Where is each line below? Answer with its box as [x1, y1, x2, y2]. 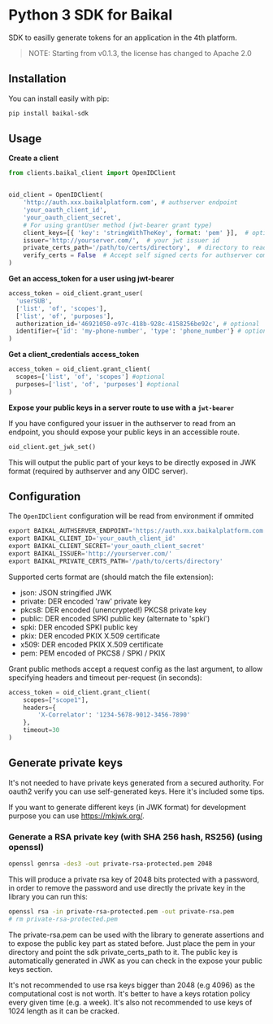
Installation [8, 72, 67, 86]
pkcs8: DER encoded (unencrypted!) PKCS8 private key [19, 604, 207, 615]
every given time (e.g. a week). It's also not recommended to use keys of [8, 997, 253, 1007]
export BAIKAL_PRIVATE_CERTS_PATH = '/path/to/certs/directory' [8, 557, 223, 565]
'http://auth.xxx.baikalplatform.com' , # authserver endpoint [23, 198, 238, 207]
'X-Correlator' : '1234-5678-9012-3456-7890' [37, 711, 191, 719]
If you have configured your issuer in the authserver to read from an [8, 418, 236, 428]
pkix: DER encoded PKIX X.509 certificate [19, 630, 161, 640]
